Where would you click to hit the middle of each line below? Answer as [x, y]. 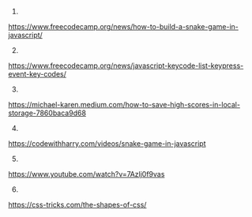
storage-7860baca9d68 [47, 113]
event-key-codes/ [38, 74]
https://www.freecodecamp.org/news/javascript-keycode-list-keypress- [126, 65]
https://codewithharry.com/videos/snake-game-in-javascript [107, 144]
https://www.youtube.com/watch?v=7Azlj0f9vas [87, 174]
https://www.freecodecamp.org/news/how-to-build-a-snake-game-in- [124, 26]
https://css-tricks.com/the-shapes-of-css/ [77, 205]
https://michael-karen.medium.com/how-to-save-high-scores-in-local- [124, 105]
